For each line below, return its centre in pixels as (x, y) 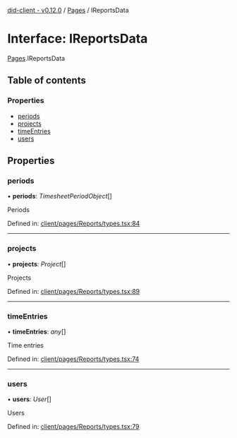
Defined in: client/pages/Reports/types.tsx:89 (74, 291)
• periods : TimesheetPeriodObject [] (60, 196)
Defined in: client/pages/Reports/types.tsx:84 (74, 224)
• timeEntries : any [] (37, 331)
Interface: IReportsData (78, 39)
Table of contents (47, 81)
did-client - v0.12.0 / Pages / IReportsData (68, 10)
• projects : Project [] (37, 264)
